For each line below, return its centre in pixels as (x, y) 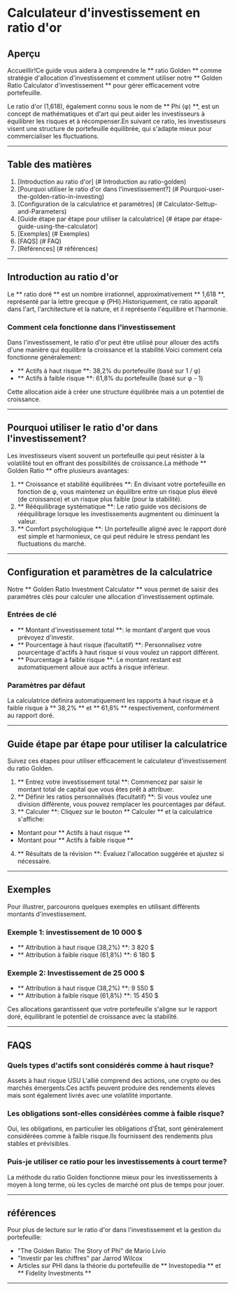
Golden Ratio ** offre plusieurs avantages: (68, 470)
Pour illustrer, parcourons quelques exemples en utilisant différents (104, 906)
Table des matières (50, 165)
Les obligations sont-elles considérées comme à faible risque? (116, 1113)
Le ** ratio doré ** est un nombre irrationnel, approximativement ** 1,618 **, (116, 294)
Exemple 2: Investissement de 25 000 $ (76, 973)
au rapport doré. (31, 715)
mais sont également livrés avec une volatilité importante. (90, 1096)
